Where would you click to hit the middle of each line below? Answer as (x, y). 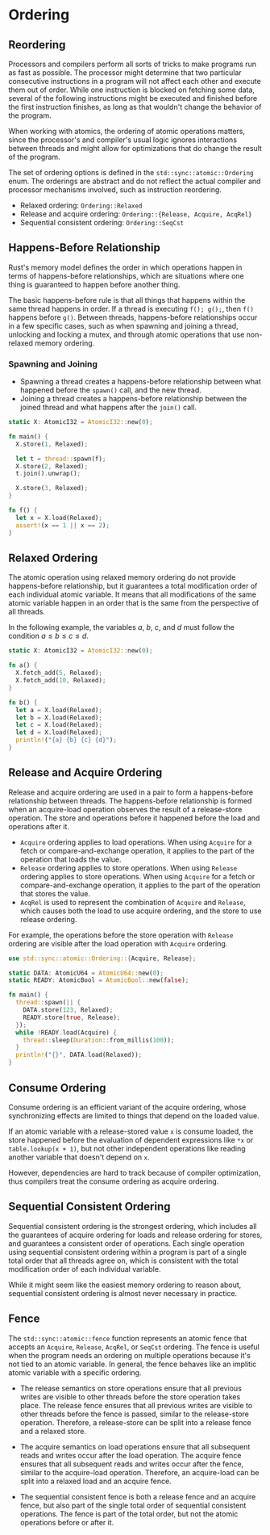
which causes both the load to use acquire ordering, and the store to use (141, 911)
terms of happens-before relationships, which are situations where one (126, 275)
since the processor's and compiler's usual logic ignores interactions (123, 140)
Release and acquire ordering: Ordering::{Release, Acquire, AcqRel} (136, 214)
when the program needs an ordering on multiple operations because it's (130, 1355)
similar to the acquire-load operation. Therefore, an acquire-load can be (139, 1472)
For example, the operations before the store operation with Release (121, 935)
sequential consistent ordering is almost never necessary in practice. (123, 1293)
